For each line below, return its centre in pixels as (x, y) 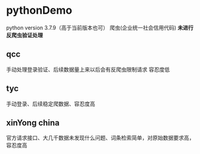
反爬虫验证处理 (24, 35)
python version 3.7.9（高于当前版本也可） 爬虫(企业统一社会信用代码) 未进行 (100, 27)
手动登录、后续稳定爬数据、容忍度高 (51, 104)
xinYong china (33, 123)
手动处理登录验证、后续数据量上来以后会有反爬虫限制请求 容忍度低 (88, 69)
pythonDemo (39, 10)
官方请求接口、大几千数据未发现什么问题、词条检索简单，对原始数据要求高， (100, 138)
